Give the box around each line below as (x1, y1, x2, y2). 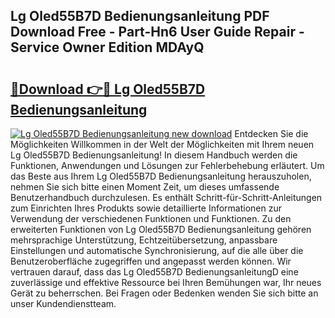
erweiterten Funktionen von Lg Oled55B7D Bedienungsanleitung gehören (10, 224, 312, 235)
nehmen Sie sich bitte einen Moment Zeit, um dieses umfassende (10, 181, 280, 193)
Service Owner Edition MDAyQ (10, 39, 205, 56)
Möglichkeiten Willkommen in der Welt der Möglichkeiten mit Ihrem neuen (10, 139, 315, 150)
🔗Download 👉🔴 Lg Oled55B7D (10, 80, 206, 98)
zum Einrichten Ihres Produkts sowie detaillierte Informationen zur (10, 202, 282, 214)
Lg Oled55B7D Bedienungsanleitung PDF (10, 8, 270, 25)
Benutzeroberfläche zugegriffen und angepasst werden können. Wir (10, 255, 292, 267)
